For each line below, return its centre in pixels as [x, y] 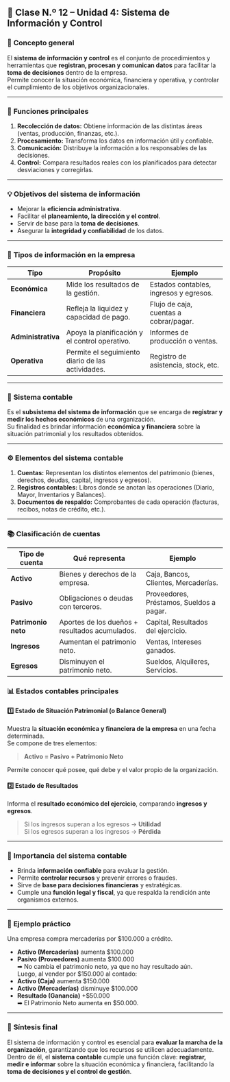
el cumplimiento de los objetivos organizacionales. [78, 87]
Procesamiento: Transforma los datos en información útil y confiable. [115, 141]
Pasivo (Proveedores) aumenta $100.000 [76, 959]
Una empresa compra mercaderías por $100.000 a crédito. [90, 939]
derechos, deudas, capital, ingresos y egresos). [84, 480]
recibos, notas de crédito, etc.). [61, 509]
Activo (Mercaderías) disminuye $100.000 [77, 989]
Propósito [105, 273]
